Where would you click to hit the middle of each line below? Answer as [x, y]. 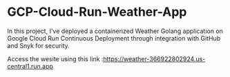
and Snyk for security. [39, 45]
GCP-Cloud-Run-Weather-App [97, 12]
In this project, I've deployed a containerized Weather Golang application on [115, 31]
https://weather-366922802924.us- [154, 58]
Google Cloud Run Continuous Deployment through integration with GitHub [114, 38]
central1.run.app [30, 66]
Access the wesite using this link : [55, 58]
